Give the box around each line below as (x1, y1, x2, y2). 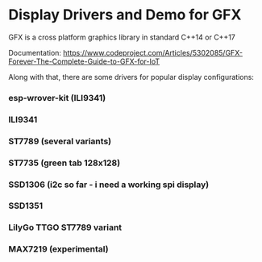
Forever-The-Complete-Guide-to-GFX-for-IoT (8, 56, 160, 66)
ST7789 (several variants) (8, 135, 111, 147)
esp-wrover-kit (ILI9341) (8, 92, 106, 103)
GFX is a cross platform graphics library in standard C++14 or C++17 (8, 32, 235, 42)
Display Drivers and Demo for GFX (8, 6, 242, 24)
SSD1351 (8, 200, 44, 211)
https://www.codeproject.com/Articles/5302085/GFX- (63, 48, 243, 57)
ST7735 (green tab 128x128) (8, 157, 121, 168)
